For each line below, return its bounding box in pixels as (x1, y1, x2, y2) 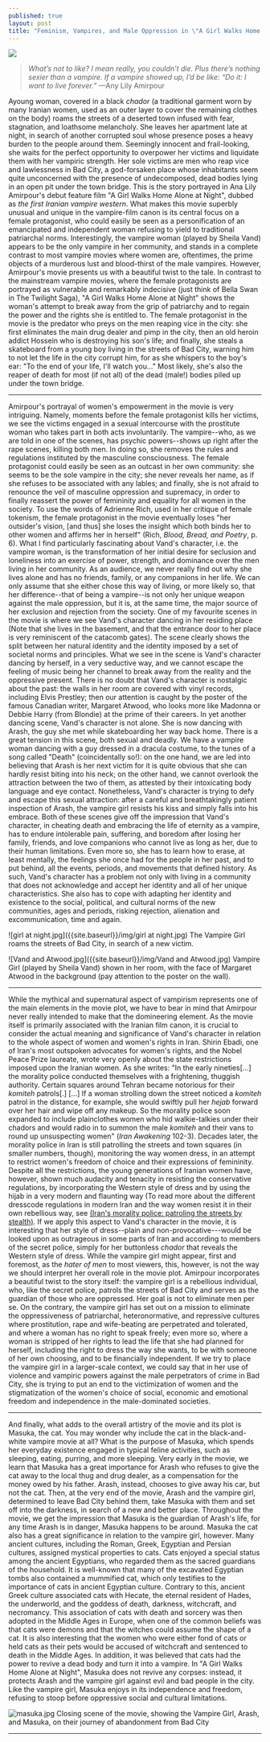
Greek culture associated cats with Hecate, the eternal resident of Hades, (8, 1591, 252, 1600)
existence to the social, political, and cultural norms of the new (8, 898, 216, 908)
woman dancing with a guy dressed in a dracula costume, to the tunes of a (8, 743, 256, 753)
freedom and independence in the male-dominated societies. (8, 1397, 211, 1406)
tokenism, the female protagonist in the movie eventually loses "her (8, 513, 231, 523)
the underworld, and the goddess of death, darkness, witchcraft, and (8, 1599, 237, 1609)
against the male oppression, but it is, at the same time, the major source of (8, 599, 259, 608)
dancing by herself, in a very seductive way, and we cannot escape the (8, 658, 243, 668)
